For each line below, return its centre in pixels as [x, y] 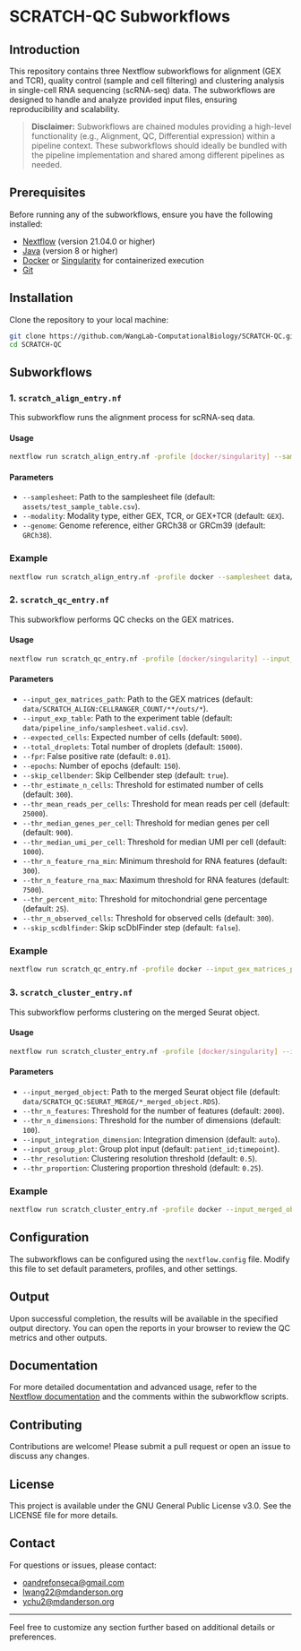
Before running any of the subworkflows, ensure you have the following [141, 214]
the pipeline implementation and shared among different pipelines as [158, 155]
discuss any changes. [49, 1456]
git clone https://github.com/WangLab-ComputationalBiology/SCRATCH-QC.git [154, 336]
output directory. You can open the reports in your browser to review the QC [150, 1327]
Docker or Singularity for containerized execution [113, 260]
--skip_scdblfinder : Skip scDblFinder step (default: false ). [131, 928]
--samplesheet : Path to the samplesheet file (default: [119, 497]
